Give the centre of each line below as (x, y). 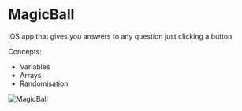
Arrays (30, 75)
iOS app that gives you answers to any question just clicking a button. (121, 36)
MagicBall (41, 15)
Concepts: (25, 51)
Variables (35, 67)
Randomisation (44, 83)
